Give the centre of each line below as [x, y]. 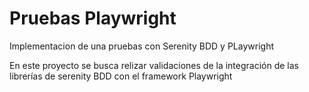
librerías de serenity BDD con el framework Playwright [121, 76]
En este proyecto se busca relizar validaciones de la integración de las [154, 65]
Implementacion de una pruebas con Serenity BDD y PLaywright [142, 46]
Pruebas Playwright [93, 18]
